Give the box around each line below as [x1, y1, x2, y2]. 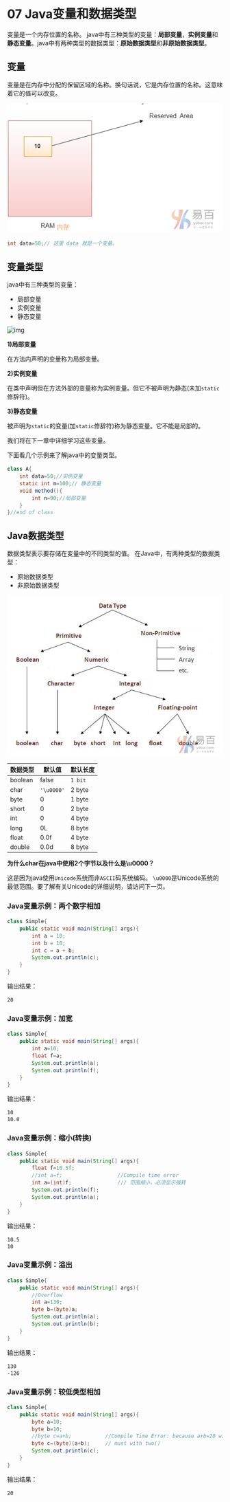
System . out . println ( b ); [31, 1321, 99, 1327]
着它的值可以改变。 [7, 89, 62, 97]
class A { [7, 465, 32, 473]
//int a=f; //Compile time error [31, 1172, 179, 1179]
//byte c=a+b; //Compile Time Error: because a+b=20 [31, 1433, 216, 1440]
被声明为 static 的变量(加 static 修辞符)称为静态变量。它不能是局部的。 [7, 422, 205, 430]
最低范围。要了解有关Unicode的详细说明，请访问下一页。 [7, 882, 169, 890]
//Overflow [31, 1292, 63, 1299]
